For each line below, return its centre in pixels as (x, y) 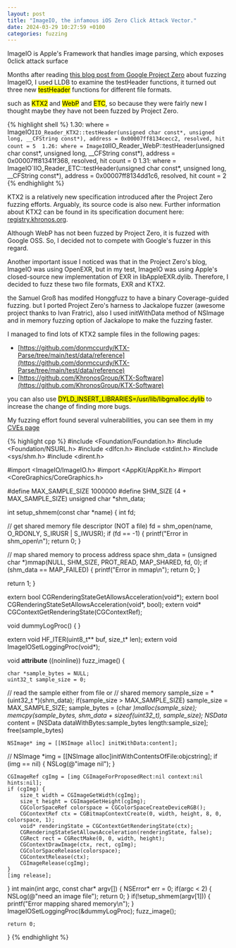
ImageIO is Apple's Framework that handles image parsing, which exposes (116, 54)
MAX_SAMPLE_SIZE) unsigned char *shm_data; (76, 499)
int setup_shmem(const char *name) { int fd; (72, 512)
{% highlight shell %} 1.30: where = (58, 125)
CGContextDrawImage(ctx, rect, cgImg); (79, 845)
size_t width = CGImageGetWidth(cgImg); (80, 796)
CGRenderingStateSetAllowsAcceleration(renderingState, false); (116, 833)
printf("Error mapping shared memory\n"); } (71, 904)
